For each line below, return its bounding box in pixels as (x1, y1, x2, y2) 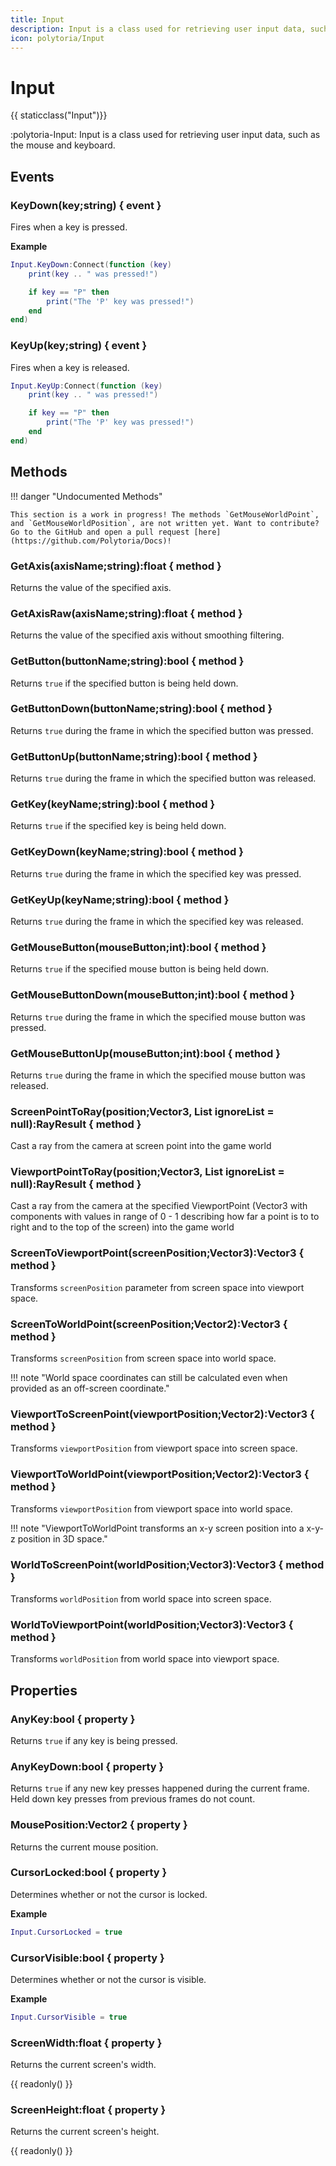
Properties (10, 1682, 78, 1699)
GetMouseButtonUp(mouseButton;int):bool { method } (10, 1046, 281, 1060)
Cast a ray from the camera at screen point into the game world (10, 1140, 272, 1152)
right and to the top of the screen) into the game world (10, 1221, 235, 1233)
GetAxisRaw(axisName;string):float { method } (10, 606, 243, 620)
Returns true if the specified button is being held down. (10, 677, 239, 689)
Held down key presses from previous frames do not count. (10, 1793, 256, 1805)
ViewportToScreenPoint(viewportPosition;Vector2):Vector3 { (10, 1407, 315, 1421)
